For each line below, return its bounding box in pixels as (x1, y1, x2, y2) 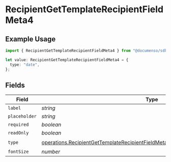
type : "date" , (10, 62, 40, 67)
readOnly (8, 130, 29, 136)
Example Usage (5, 35, 56, 43)
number (41, 148, 61, 155)
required (8, 122, 29, 128)
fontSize (8, 149, 29, 155)
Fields (5, 80, 25, 90)
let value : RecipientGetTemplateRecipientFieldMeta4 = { (5, 57, 129, 62)
